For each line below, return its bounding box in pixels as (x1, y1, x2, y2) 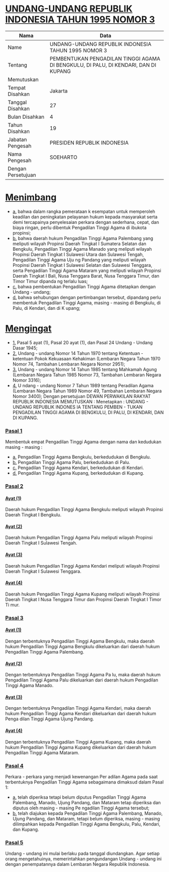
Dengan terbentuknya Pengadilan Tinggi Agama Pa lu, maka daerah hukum (5, 672, 161, 678)
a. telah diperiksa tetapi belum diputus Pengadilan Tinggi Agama (12, 794, 146, 800)
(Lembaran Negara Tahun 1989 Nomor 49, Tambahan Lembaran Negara (12, 388, 162, 394)
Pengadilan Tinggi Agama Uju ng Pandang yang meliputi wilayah (12, 256, 146, 263)
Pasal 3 (5, 614, 24, 621)
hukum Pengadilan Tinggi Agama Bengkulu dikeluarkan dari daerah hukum (5, 643, 160, 650)
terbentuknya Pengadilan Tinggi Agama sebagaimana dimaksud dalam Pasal (5, 779, 164, 785)
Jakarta (49, 87, 68, 94)
